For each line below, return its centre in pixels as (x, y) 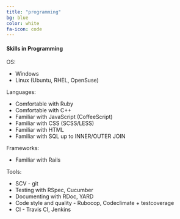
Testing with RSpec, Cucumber (54, 190)
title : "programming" (34, 12)
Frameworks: (23, 148)
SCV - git (27, 184)
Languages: (21, 92)
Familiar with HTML (39, 130)
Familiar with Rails (38, 160)
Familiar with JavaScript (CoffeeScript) (64, 117)
